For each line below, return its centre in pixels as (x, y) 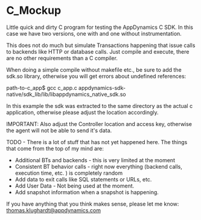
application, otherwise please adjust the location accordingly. (82, 112)
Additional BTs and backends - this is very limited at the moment (95, 160)
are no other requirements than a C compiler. (62, 58)
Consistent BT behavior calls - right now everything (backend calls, (99, 166)
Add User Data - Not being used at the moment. (75, 186)
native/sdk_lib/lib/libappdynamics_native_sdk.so (66, 94)
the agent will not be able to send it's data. (59, 130)
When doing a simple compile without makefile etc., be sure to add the (94, 69)
